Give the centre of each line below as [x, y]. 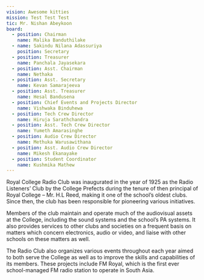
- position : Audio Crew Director [54, 137]
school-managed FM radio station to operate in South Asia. [80, 270]
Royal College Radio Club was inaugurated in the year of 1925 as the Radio [100, 182]
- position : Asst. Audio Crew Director [62, 148]
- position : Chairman [39, 35]
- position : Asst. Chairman [47, 68]
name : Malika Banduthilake [51, 40]
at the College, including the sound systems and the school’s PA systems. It [101, 220]
